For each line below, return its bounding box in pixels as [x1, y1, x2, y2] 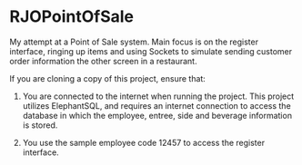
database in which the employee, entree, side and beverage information [22, 110, 293, 121]
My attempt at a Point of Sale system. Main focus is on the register [9, 36, 259, 47]
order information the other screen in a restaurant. [9, 55, 197, 66]
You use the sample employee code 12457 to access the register [22, 137, 266, 148]
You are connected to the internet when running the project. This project [22, 91, 295, 102]
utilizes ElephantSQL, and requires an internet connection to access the [22, 100, 291, 111]
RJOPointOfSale [9, 6, 135, 27]
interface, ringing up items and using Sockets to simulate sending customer [9, 45, 293, 56]
